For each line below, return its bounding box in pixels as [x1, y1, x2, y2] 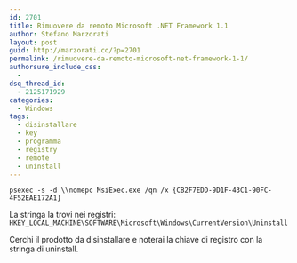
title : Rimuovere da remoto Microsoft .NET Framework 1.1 [9, 21, 229, 30]
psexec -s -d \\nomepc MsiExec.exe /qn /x [9, 186, 169, 195]
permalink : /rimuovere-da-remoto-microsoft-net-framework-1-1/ [9, 54, 249, 63]
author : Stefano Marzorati [9, 29, 109, 38]
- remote [17, 153, 50, 163]
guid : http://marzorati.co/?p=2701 [9, 46, 141, 55]
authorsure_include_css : [9, 63, 101, 72]
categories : [9, 95, 53, 105]
